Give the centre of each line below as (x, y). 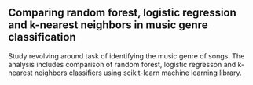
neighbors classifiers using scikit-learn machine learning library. (138, 73)
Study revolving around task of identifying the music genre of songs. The (126, 56)
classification (42, 37)
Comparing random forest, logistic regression (123, 13)
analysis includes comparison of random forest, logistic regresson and (122, 64)
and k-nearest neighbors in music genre (108, 25)
